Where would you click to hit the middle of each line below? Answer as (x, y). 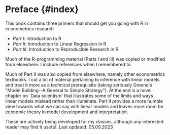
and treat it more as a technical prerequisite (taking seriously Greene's (79, 85)
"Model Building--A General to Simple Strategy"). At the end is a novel (78, 90)
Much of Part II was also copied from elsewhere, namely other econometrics (85, 74)
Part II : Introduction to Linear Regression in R (59, 43)
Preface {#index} (42, 9)
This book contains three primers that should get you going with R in (77, 23)
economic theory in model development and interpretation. (67, 112)
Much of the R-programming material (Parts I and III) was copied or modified (85, 59)
